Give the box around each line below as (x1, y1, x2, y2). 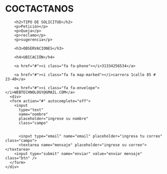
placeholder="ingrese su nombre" (18, 116, 89, 121)
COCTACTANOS (5, 3, 74, 15)
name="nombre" (18, 111, 49, 117)
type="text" (18, 107, 44, 112)
